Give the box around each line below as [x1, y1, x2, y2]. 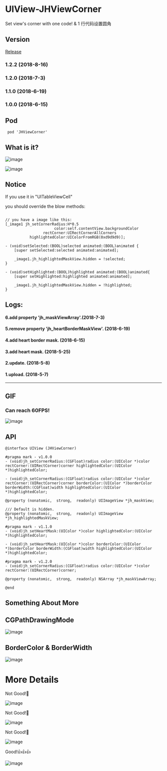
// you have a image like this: [5, 217, 72, 222]
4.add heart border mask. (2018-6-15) [5, 337, 85, 343]
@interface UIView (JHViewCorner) [5, 446, 77, 451]
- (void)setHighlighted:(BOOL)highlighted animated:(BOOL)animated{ [5, 269, 150, 274]
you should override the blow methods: [5, 203, 85, 209]
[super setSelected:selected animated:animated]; [14, 248, 119, 253]
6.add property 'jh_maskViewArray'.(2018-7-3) [5, 314, 105, 320]
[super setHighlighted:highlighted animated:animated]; [14, 274, 133, 279]
